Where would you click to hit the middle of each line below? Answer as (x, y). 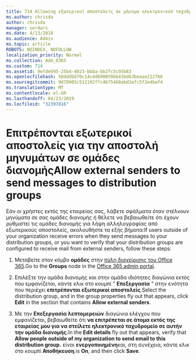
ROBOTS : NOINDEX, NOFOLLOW (39, 50)
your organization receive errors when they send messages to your (87, 236)
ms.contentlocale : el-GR (36, 93)
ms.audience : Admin (30, 39)
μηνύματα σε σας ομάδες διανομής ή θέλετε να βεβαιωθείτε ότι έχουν (92, 218)
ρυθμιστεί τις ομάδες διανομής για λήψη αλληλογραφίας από (82, 224)
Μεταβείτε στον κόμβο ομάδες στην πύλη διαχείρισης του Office (94, 260)
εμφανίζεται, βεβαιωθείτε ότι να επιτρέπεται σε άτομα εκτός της (95, 320)
